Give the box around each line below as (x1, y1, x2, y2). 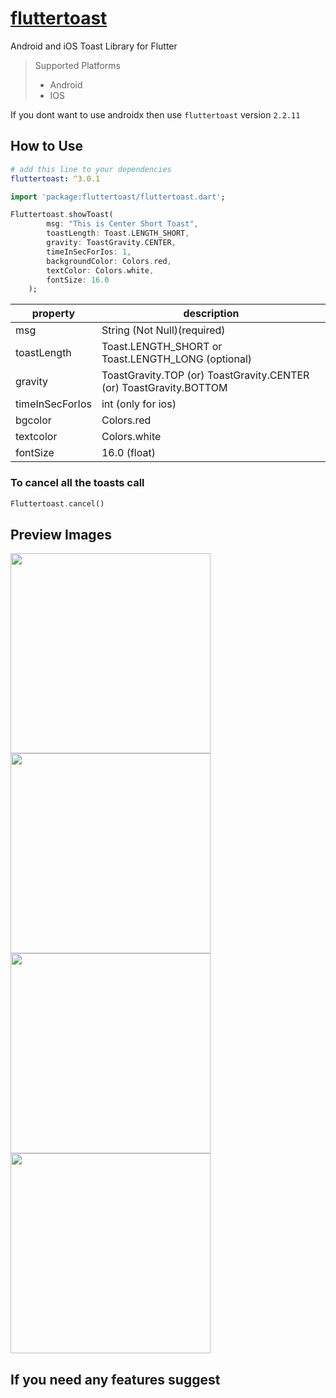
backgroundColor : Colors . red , (46, 256, 172, 266)
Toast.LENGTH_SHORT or (101, 340, 223, 354)
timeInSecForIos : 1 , (46, 247, 132, 257)
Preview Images (10, 526, 112, 543)
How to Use (10, 138, 84, 155)
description (183, 307, 240, 321)
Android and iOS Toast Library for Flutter (10, 40, 178, 52)
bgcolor (15, 413, 52, 427)
